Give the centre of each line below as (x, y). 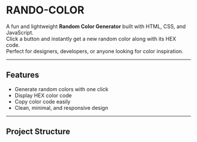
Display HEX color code (43, 95)
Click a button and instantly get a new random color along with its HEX (91, 39)
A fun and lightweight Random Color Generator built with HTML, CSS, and (96, 26)
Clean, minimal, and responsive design (61, 108)
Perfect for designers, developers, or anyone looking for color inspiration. (95, 51)
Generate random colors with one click (61, 89)
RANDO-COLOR (45, 10)
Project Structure (38, 132)
